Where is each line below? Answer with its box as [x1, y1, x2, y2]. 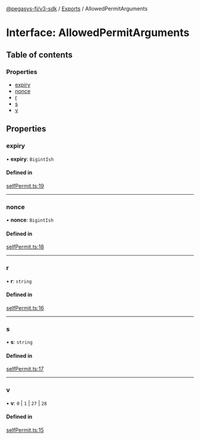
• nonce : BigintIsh [6, 216, 54, 223]
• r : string [6, 277, 32, 284]
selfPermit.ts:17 [6, 366, 44, 373]
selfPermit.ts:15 [6, 426, 44, 434]
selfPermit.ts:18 [6, 243, 45, 250]
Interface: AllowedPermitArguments [6, 26, 190, 39]
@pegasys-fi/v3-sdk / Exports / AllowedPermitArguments [6, 5, 148, 12]
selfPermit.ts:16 [6, 304, 45, 311]
